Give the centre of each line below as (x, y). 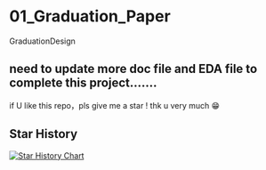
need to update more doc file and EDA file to (133, 69)
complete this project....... (83, 83)
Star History (44, 134)
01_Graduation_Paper (90, 16)
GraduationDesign (42, 41)
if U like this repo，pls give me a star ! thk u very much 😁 (115, 105)
